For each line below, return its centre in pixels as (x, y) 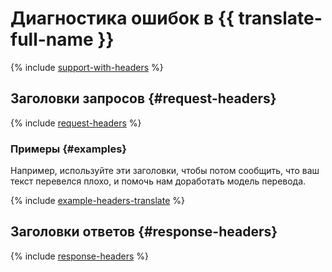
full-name (52, 39)
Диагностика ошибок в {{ (122, 18)
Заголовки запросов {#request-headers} (143, 98)
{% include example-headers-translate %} (97, 201)
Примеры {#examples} (69, 149)
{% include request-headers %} (76, 123)
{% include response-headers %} (79, 256)
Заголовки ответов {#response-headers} (144, 232)
